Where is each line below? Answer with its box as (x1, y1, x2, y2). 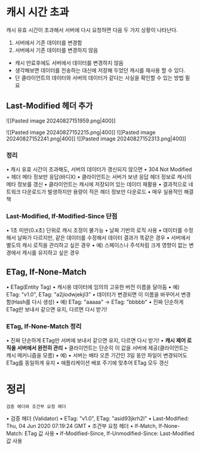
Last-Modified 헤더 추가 (6, 101, 93, 111)
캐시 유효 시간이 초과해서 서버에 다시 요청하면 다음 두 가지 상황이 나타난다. (6, 26, 178, 33)
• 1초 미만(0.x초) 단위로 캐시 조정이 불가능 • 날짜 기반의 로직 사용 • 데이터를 (6, 226, 183, 234)
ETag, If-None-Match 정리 (6, 322, 82, 330)
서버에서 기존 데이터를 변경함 (14, 39, 82, 46)
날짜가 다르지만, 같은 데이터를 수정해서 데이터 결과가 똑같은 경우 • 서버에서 (17, 234, 191, 241)
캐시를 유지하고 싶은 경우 (21, 249, 80, 256)
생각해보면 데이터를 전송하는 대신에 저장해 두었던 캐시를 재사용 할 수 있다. (14, 66, 186, 74)
